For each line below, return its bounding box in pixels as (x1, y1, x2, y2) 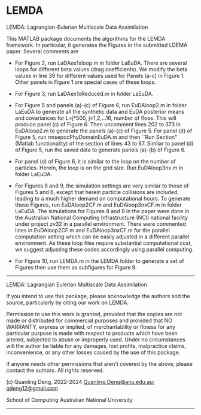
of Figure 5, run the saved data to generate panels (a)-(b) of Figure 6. (14, 146, 186, 153)
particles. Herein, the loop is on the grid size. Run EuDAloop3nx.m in (14, 164, 184, 171)
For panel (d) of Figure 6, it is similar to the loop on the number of (14, 157, 176, 165)
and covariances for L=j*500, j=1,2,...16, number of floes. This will (14, 114, 176, 122)
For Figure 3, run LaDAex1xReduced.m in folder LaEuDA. (14, 90, 154, 97)
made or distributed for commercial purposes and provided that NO (6, 317, 172, 324)
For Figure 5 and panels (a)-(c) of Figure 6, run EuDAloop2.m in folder (14, 101, 187, 108)
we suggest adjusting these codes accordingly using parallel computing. (14, 246, 194, 253)
